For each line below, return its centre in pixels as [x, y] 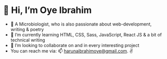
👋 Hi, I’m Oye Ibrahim [48, 10]
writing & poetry [27, 29]
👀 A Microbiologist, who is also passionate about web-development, [81, 24]
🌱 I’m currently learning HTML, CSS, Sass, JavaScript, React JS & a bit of [86, 34]
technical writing [28, 40]
